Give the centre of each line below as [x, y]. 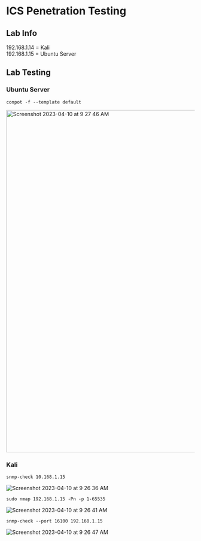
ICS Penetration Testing [66, 11]
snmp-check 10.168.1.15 [36, 477]
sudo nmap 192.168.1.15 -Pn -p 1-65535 [56, 499]
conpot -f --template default [44, 102]
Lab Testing [28, 73]
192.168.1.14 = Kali [28, 47]
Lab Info [22, 33]
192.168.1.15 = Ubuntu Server [41, 54]
